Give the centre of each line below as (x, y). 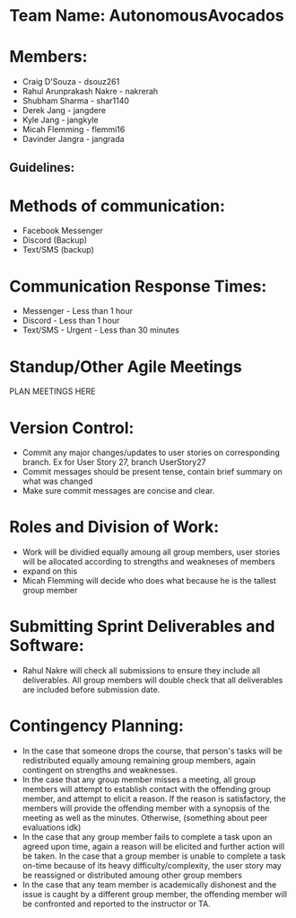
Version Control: (72, 428)
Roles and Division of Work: (114, 527)
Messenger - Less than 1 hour (77, 311)
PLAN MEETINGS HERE (52, 391)
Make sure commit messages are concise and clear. (118, 491)
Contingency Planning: (96, 726)
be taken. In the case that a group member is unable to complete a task (154, 856)
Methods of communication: (118, 205)
